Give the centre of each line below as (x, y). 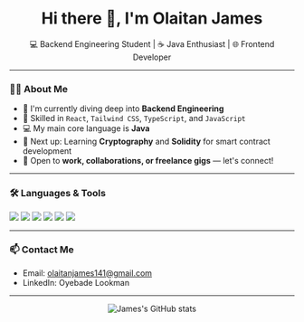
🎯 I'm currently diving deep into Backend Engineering (123, 109)
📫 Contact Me (42, 250)
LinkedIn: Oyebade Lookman (76, 282)
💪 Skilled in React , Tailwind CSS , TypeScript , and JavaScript (134, 118)
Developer (152, 57)
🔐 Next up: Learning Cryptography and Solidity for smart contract (147, 142)
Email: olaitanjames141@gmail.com (87, 273)
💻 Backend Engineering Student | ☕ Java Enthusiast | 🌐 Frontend (152, 43)
